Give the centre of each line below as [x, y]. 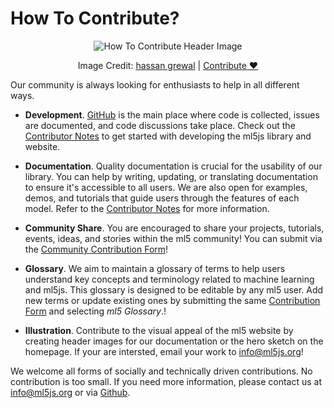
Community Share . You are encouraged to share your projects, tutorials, [174, 228]
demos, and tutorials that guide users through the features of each [162, 198]
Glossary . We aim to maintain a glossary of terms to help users [155, 268]
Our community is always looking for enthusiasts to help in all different [155, 84]
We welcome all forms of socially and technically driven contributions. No [161, 371]
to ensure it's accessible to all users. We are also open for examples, [166, 187]
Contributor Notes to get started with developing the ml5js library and [168, 136]
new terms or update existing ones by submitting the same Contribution [172, 300]
